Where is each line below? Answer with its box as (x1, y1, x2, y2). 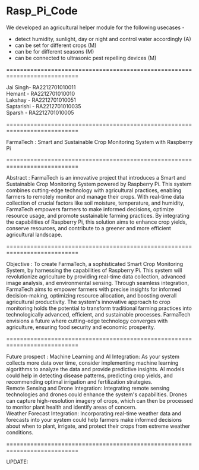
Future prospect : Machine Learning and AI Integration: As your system (6, 353, 180, 360)
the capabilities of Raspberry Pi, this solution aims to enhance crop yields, (6, 218, 187, 225)
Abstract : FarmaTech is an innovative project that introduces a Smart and (6, 174, 186, 181)
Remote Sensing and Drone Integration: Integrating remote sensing (6, 384, 170, 391)
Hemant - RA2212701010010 (6, 90, 75, 97)
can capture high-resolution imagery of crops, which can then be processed (6, 397, 193, 404)
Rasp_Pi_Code (6, 4, 78, 18)
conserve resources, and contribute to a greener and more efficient (6, 224, 171, 231)
